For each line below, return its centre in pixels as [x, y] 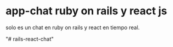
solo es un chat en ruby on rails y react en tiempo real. [73, 27]
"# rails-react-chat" [30, 39]
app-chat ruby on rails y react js [86, 11]
